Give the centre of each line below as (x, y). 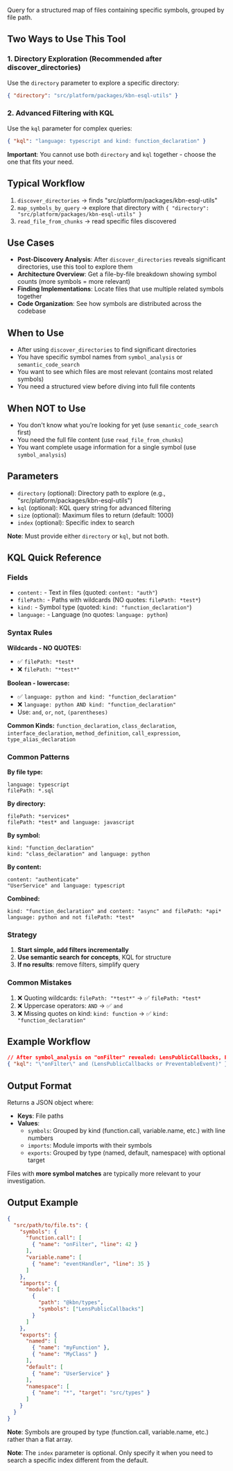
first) (24, 432)
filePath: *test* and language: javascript (71, 823)
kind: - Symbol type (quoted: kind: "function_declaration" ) (104, 607)
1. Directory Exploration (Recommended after (85, 59)
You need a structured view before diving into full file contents (106, 386)
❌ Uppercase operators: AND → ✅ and (70, 1005)
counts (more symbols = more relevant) (74, 282)
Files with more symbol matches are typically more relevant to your (104, 1174)
